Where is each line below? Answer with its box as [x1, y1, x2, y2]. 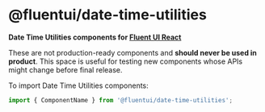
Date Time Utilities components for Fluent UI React [8, 32, 182, 42]
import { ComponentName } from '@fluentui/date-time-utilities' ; [8, 96, 233, 104]
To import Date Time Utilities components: [8, 81, 149, 90]
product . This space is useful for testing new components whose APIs [8, 56, 243, 66]
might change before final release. [8, 64, 123, 74]
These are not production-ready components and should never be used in [8, 48, 257, 57]
